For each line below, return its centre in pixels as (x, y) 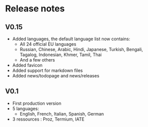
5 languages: (26, 108)
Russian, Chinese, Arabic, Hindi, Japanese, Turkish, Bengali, (81, 49)
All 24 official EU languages (48, 44)
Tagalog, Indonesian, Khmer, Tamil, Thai (61, 55)
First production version (37, 103)
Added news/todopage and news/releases (56, 76)
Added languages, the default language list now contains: (71, 39)
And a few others (37, 60)
